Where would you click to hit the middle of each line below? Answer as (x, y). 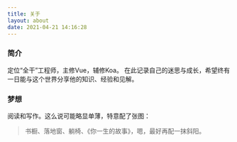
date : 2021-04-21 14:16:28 (47, 27)
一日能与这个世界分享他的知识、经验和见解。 (73, 79)
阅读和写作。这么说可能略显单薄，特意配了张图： (79, 116)
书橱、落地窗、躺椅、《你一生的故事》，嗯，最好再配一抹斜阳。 (115, 131)
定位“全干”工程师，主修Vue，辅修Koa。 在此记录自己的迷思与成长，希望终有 (119, 70)
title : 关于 (24, 14)
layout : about (28, 21)
